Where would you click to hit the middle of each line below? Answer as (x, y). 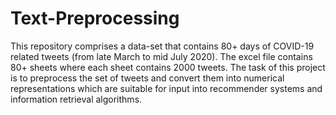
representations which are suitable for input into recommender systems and (166, 88)
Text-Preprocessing (95, 18)
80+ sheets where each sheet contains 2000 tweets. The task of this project (168, 67)
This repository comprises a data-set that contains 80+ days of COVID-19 (162, 46)
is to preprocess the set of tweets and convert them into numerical (147, 78)
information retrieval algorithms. (76, 99)
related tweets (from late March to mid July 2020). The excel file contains (161, 56)
